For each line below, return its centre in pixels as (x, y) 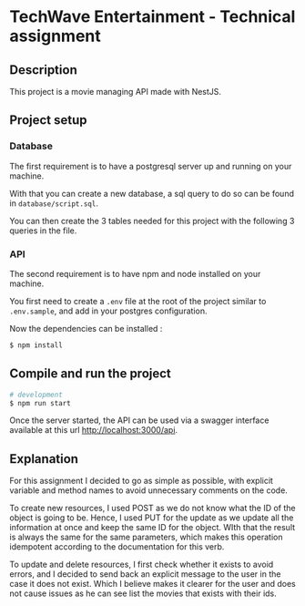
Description (43, 70)
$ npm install (36, 345)
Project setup (49, 120)
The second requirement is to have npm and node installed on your (135, 273)
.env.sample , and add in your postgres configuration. (108, 311)
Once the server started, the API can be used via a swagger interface (139, 420)
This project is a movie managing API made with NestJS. (115, 92)
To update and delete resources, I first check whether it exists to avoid (142, 565)
